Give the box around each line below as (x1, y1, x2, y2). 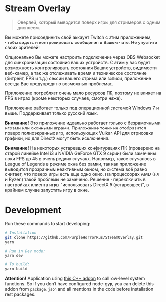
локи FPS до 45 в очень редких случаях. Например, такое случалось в (5, 155, 156, 161)
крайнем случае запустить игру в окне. (5, 187, 89, 193)
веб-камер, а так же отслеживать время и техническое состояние (5, 70, 147, 76)
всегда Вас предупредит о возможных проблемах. (5, 80, 113, 86)
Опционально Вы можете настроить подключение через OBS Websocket (5, 54, 160, 60)
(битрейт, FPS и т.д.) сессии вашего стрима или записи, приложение (5, 75, 151, 81)
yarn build (5, 266, 28, 272)
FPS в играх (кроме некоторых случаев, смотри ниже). (5, 95, 122, 101)
